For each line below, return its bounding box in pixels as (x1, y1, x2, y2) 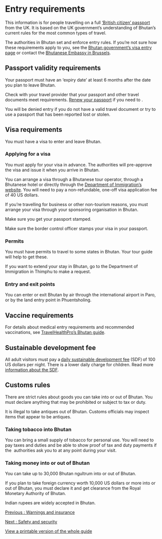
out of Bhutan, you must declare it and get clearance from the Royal (5, 485, 141, 491)
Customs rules (5, 381, 51, 389)
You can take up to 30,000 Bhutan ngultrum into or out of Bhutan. (5, 471, 136, 477)
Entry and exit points (5, 281, 55, 288)
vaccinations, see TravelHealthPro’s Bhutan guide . (5, 330, 106, 335)
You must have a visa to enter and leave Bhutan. (5, 138, 102, 145)
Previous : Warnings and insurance (5, 509, 75, 516)
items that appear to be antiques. (5, 414, 72, 419)
